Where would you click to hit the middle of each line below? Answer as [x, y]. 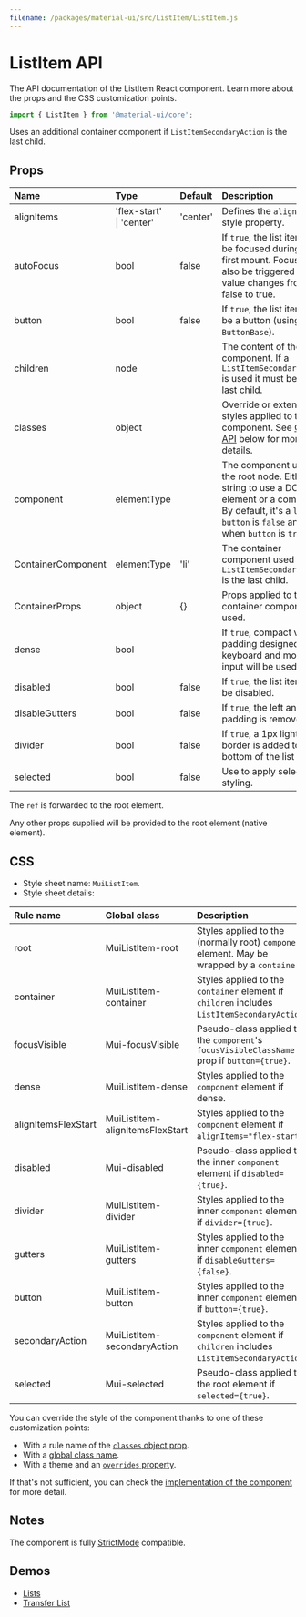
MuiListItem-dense [147, 1087]
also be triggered [258, 271]
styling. [237, 783]
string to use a [252, 488]
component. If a [255, 358]
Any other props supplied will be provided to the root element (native [138, 823]
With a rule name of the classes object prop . [106, 1446]
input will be [248, 667]
